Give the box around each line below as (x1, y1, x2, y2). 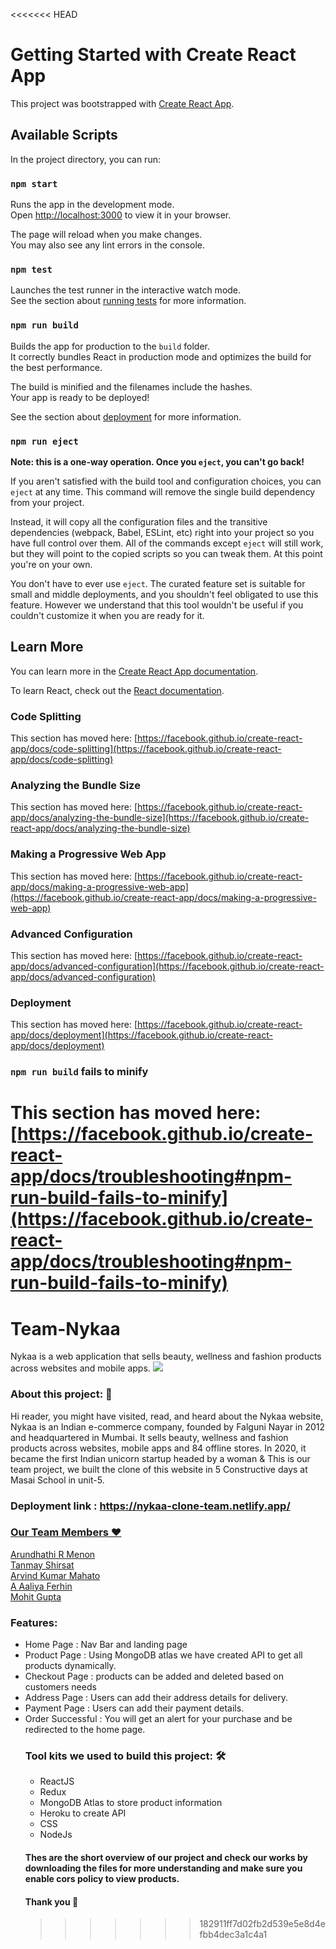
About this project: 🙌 (10, 1387, 113, 1401)
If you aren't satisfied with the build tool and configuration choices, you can (10, 475, 322, 487)
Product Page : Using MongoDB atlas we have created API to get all (24, 1649, 303, 1661)
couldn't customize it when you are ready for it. (10, 609, 205, 621)
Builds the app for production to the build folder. (10, 340, 211, 352)
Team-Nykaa (10, 1317, 121, 1340)
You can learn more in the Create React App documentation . (10, 665, 259, 677)
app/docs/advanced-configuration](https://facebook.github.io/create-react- (10, 960, 325, 972)
